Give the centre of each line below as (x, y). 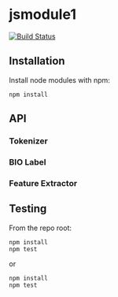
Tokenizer (28, 141)
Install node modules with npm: (60, 80)
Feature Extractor (43, 183)
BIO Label (28, 161)
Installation (37, 61)
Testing (28, 209)
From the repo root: (40, 228)
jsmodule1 (43, 15)
